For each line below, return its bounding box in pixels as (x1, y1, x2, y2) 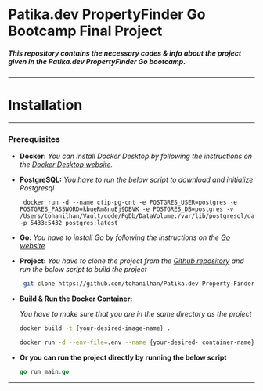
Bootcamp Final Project (8, 22, 163, 40)
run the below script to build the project (19, 265, 147, 274)
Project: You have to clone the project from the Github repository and (19, 256, 244, 266)
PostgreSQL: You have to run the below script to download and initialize (19, 175, 254, 185)
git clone (23, 280, 56, 288)
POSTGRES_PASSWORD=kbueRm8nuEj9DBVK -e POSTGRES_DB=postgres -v (19, 205, 234, 213)
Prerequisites (8, 134, 60, 145)
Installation (8, 96, 83, 114)
